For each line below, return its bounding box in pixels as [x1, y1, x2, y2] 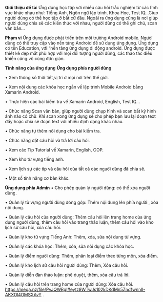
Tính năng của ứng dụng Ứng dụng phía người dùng [5, 65, 112, 71]
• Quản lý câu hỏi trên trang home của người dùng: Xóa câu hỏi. [5, 281, 134, 287]
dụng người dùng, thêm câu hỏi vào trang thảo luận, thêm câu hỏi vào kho [5, 219, 154, 225]
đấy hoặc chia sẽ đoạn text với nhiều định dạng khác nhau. [5, 119, 123, 124]
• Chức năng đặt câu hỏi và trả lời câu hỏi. [5, 137, 90, 143]
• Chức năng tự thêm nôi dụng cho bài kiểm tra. [5, 128, 101, 134]
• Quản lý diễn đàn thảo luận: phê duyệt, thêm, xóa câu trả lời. [5, 272, 130, 278]
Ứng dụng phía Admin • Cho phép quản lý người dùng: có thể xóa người [5, 185, 150, 191]
